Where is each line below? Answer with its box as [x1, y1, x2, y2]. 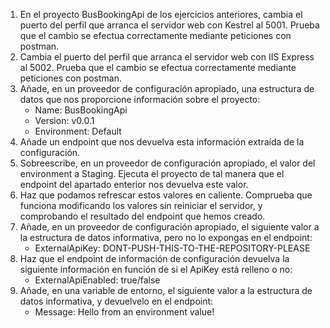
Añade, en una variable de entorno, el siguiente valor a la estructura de [19, 285, 313, 296]
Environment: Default [34, 125, 122, 137]
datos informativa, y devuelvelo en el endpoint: [19, 295, 214, 307]
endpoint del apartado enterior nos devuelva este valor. [19, 179, 249, 190]
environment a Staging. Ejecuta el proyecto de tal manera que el [19, 168, 285, 179]
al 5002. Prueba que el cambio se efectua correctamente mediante [19, 62, 297, 73]
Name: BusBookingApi [34, 104, 128, 116]
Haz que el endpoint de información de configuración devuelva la [19, 253, 290, 264]
